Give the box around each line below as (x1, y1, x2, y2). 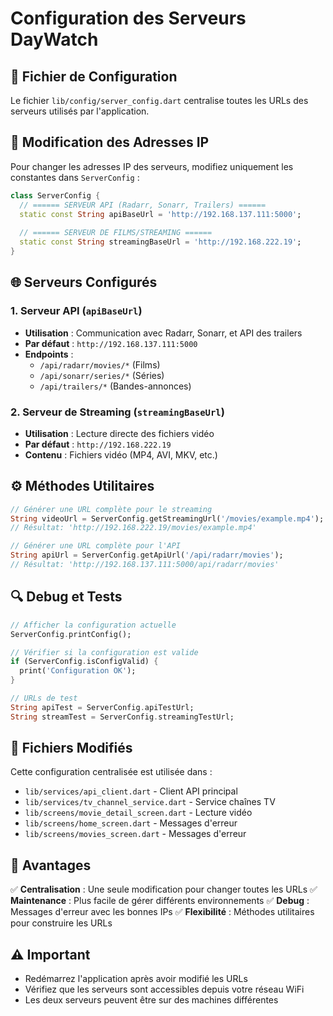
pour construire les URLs (10, 917, 113, 929)
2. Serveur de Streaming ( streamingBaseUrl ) (10, 405, 225, 419)
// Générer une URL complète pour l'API (10, 541, 182, 551)
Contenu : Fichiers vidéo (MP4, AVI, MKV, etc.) (24, 448, 218, 461)
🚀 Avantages (10, 857, 92, 874)
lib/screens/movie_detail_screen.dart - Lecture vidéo (24, 807, 253, 819)
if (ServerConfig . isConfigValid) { (10, 657, 159, 667)
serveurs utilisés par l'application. (10, 105, 150, 117)
